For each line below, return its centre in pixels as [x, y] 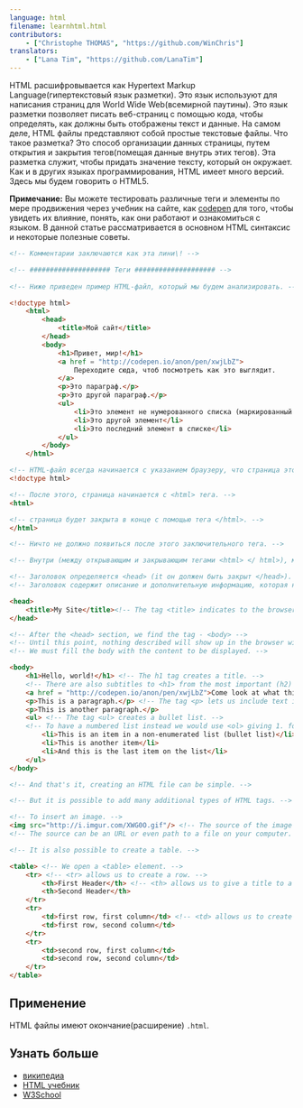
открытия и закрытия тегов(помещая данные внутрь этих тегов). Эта [143, 152]
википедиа [43, 1076]
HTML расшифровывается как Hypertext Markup [102, 85]
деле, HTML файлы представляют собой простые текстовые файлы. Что [149, 133]
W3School [41, 1094]
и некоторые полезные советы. [70, 237]
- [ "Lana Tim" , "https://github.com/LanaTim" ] [115, 60]
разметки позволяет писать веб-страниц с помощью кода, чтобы [136, 114]
